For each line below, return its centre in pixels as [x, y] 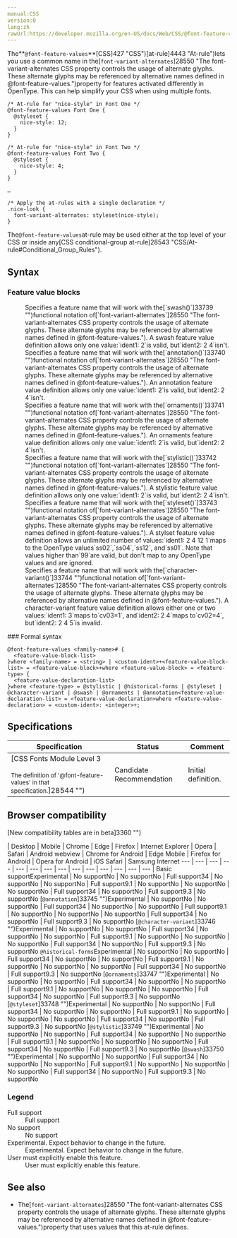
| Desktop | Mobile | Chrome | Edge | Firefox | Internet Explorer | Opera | [112, 846]
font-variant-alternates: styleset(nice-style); [86, 216]
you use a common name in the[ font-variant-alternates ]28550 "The [109, 61]
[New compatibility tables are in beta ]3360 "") [74, 832]
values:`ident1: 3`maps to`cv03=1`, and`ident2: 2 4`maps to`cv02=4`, [124, 615]
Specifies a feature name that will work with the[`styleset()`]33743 [121, 502]
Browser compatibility [57, 816]
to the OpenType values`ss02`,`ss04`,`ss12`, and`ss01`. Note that [119, 548]
